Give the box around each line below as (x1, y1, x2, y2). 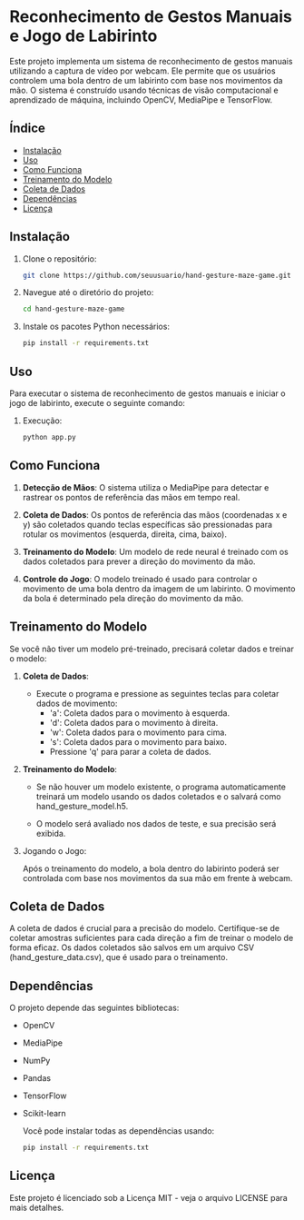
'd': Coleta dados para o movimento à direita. (49, 717, 219, 728)
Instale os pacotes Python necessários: (22, 321, 171, 332)
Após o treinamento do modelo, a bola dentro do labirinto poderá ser (22, 863, 279, 874)
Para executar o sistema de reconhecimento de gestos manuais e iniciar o (9, 388, 286, 399)
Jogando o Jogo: (22, 845, 87, 856)
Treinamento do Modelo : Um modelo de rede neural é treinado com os (22, 546, 289, 557)
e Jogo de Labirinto (9, 25, 158, 46)
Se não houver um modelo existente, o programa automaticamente (35, 781, 286, 792)
